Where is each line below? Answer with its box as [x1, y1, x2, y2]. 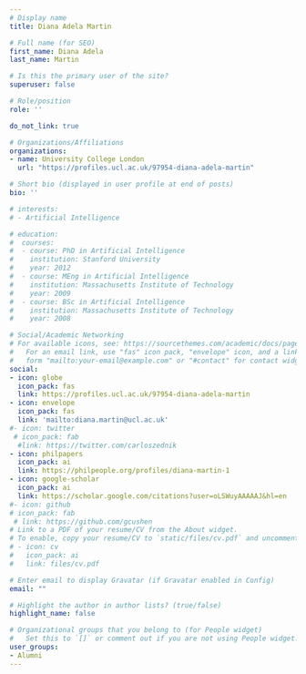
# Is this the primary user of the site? [9, 72, 169, 81]
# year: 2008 [9, 314, 71, 323]
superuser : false [9, 80, 76, 89]
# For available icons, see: [9, 339, 120, 349]
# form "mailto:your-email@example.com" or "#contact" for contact [9, 356, 280, 365]
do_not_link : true [9, 121, 79, 130]
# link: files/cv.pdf [9, 559, 100, 568]
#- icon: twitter [9, 424, 76, 433]
